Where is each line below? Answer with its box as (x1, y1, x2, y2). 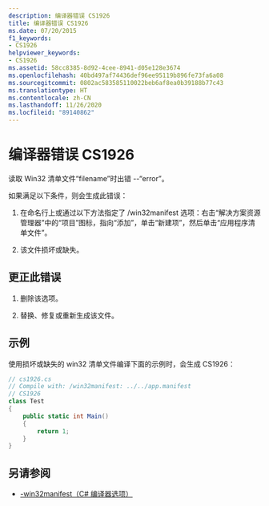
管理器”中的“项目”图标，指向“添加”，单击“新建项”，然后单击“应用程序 (19, 217, 249, 227)
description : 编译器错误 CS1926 (8, 11, 110, 20)
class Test (8, 398, 45, 406)
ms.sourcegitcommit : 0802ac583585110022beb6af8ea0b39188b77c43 (8, 79, 224, 87)
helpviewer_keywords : (8, 49, 81, 57)
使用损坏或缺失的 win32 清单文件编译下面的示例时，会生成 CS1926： (8, 358, 235, 369)
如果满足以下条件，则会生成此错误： (8, 190, 128, 200)
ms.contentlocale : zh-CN (8, 94, 91, 102)
